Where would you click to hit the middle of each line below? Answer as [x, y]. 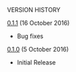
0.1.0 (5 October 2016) [38, 49]
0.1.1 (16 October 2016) [38, 23]
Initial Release [36, 62]
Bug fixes [30, 36]
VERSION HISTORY [34, 10]
